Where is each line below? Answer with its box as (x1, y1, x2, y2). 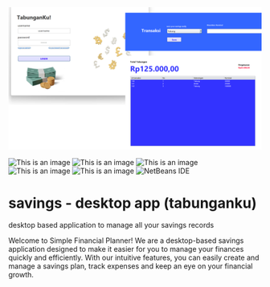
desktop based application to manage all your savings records (8, 220, 215, 230)
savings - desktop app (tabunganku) (8, 194, 257, 212)
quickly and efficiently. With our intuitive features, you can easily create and (8, 253, 260, 263)
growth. (8, 270, 35, 280)
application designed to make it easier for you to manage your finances (8, 245, 244, 254)
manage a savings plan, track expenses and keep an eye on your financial (8, 261, 253, 271)
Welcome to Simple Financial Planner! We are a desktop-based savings (8, 236, 244, 245)
